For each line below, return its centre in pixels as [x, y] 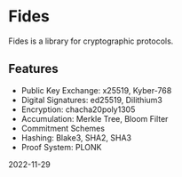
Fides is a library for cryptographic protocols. [91, 41]
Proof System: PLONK [61, 147]
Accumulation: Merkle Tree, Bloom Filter [95, 118]
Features [33, 69]
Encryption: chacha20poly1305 [78, 109]
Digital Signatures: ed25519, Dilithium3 [92, 100]
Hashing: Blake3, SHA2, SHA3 [76, 137]
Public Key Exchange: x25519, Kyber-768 [96, 90]
